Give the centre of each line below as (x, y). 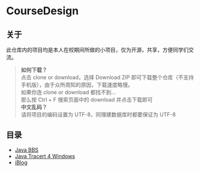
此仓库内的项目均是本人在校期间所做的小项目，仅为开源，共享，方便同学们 (97, 50)
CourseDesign (43, 11)
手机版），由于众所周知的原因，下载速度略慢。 (77, 85)
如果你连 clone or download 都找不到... (68, 92)
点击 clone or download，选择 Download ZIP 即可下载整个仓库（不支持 (107, 77)
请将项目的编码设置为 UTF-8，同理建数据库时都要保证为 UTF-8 (98, 115)
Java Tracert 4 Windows (45, 156)
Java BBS (26, 149)
